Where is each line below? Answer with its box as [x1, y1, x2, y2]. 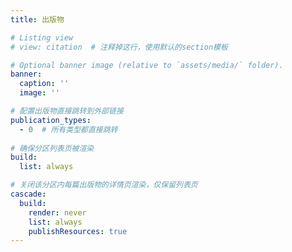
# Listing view [10, 32, 74, 43]
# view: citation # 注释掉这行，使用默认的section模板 [10, 42, 228, 52]
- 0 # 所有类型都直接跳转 [19, 124, 118, 135]
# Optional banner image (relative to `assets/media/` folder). [10, 60, 284, 70]
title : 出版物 [10, 14, 65, 25]
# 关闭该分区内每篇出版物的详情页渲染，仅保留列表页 [10, 180, 198, 190]
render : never [28, 207, 87, 218]
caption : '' [19, 79, 70, 89]
